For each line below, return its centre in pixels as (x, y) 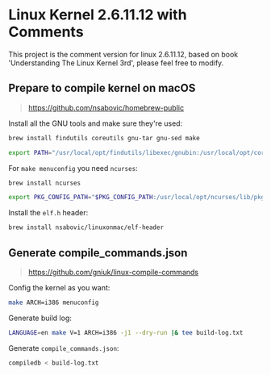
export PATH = (30, 152)
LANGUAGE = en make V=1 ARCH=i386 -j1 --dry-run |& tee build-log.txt (126, 332)
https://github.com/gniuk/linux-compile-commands (113, 272)
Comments (46, 32)
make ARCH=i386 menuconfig (54, 302)
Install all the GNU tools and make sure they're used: (96, 123)
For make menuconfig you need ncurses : (73, 168)
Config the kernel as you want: (59, 287)
